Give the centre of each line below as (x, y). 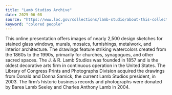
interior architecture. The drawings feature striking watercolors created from (86, 49)
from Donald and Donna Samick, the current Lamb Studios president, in (81, 76)
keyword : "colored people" (34, 24)
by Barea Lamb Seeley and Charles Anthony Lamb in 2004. (68, 87)
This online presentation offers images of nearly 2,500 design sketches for (84, 39)
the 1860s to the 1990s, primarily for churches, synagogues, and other (79, 55)
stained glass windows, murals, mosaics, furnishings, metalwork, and (79, 44)
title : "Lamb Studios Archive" (39, 10)
